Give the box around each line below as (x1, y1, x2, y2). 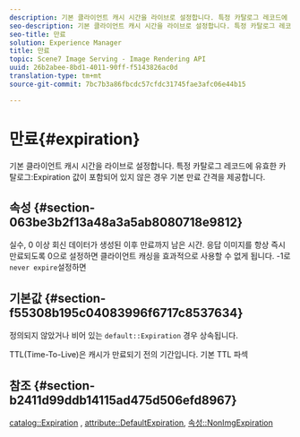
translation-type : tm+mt (9, 72, 102, 81)
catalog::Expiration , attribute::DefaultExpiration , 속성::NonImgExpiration (9, 417, 273, 428)
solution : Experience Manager (9, 38, 123, 47)
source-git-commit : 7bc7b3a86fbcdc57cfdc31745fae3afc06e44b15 (9, 80, 246, 89)
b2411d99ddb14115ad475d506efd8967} (9, 392, 237, 407)
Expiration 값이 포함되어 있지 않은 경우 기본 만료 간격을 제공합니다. (32, 171, 266, 182)
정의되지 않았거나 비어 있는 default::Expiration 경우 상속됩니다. (9, 330, 239, 341)
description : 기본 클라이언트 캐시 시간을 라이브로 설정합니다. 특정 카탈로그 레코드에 (9, 13, 288, 22)
